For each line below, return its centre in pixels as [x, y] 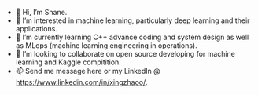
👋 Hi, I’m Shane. [41, 12]
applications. [36, 29]
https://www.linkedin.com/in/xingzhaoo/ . [81, 82]
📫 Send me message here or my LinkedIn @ [88, 71]
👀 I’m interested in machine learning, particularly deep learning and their [133, 20]
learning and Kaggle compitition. [68, 62]
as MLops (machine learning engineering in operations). [107, 46]
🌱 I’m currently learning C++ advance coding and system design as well [132, 37]
